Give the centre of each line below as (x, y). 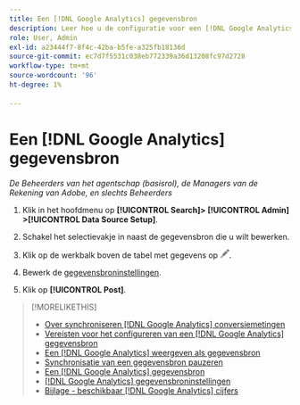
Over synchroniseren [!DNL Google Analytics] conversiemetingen (165, 324)
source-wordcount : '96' (54, 76)
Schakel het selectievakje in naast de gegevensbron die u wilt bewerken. (156, 236)
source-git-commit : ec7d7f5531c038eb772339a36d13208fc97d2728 (127, 57)
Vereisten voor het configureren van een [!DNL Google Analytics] (164, 334)
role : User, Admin (43, 37)
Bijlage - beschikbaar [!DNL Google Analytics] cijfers (142, 390)
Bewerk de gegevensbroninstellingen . (92, 272)
